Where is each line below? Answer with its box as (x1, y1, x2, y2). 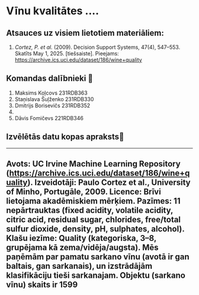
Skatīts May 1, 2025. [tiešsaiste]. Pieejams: (14, 50, 120, 57)
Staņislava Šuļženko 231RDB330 (14, 95, 94, 102)
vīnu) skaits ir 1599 (6, 280, 78, 290)
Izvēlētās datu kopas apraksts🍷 (6, 132, 124, 142)
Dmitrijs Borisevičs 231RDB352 (14, 102, 91, 109)
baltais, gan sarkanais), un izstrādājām (6, 261, 153, 271)
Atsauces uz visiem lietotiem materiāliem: (6, 28, 164, 38)
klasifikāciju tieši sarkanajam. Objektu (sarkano (6, 271, 185, 281)
